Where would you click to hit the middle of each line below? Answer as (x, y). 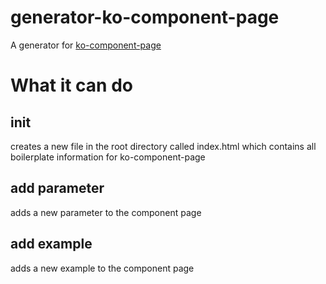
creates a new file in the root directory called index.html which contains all (163, 146)
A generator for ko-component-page (86, 45)
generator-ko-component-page (145, 17)
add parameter (57, 188)
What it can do (71, 85)
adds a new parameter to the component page (106, 212)
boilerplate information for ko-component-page (108, 157)
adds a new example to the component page (102, 268)
